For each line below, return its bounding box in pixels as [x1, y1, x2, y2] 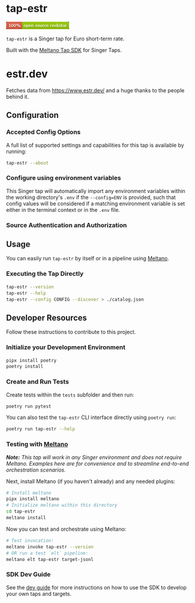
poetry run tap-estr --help [6, 426, 76, 432]
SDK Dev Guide [6, 570, 51, 579]
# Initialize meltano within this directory [6, 502, 118, 508]
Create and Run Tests [6, 378, 69, 386]
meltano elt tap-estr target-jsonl [6, 556, 94, 562]
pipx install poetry [6, 357, 57, 363]
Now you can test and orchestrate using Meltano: [6, 525, 126, 533]
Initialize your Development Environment [6, 343, 126, 352]
